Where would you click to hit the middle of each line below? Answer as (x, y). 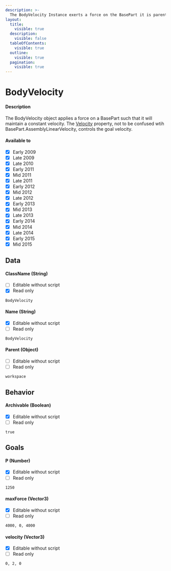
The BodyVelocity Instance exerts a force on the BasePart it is (81, 15)
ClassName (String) (27, 273)
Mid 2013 (22, 209)
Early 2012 (24, 186)
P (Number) (18, 461)
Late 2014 (23, 232)
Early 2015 (24, 239)
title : (17, 24)
